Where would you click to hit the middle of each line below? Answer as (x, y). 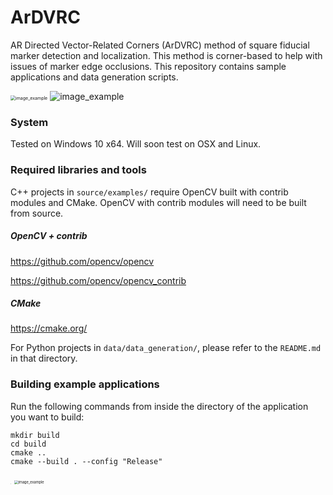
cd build (28, 444)
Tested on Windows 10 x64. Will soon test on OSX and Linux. (136, 144)
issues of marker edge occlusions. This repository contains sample (148, 66)
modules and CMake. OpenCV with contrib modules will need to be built (158, 202)
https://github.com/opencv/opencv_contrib (98, 280)
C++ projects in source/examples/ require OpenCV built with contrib (149, 192)
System (29, 122)
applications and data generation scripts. (94, 77)
